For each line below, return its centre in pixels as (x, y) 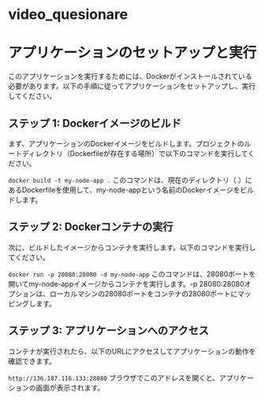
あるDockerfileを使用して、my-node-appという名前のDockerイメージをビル (131, 190)
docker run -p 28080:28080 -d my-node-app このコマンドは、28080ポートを (132, 274)
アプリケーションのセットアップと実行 (132, 53)
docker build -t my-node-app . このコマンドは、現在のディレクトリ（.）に (130, 180)
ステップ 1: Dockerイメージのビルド (95, 123)
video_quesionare (68, 15)
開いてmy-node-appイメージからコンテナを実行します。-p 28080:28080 (126, 283)
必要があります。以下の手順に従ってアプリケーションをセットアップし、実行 (132, 86)
